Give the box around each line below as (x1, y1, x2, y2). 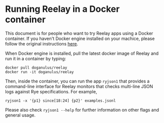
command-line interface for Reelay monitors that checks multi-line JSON (5, 83, 153, 89)
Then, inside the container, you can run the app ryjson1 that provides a (5, 78, 150, 84)
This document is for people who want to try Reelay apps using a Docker (5, 30, 153, 36)
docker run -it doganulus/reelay (5, 69, 74, 75)
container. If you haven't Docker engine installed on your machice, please (5, 36, 155, 41)
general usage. (5, 112, 36, 118)
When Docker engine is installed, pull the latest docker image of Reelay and (5, 50, 159, 56)
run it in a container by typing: (5, 55, 66, 61)
